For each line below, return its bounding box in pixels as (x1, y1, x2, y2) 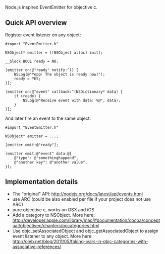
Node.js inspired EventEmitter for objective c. (5, 4, 98, 10)
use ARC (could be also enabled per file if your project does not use (12, 196, 151, 202)
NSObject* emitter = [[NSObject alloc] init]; (5, 50, 103, 55)
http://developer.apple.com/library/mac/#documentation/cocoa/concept (12, 217, 160, 223)
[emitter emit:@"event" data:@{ (5, 151, 72, 156)
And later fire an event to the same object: (5, 115, 91, 121)
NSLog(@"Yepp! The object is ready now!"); (14, 72, 106, 77)
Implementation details (5, 177, 78, 186)
